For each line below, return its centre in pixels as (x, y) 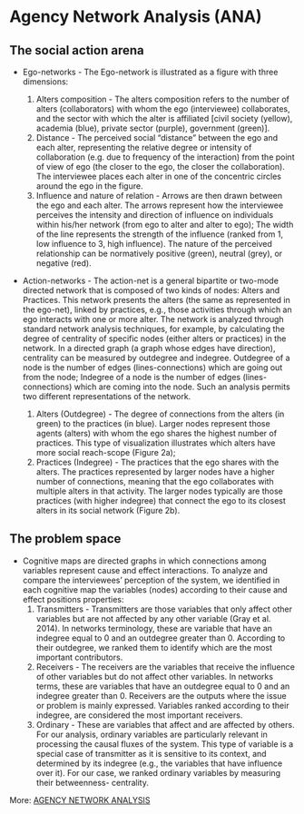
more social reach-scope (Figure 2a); (106, 452)
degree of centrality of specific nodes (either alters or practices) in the (154, 338)
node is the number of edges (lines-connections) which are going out (152, 368)
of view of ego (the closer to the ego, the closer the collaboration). (161, 167)
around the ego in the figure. (89, 186)
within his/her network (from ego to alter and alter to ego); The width (165, 225)
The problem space (65, 539)
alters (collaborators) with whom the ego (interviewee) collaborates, (163, 109)
